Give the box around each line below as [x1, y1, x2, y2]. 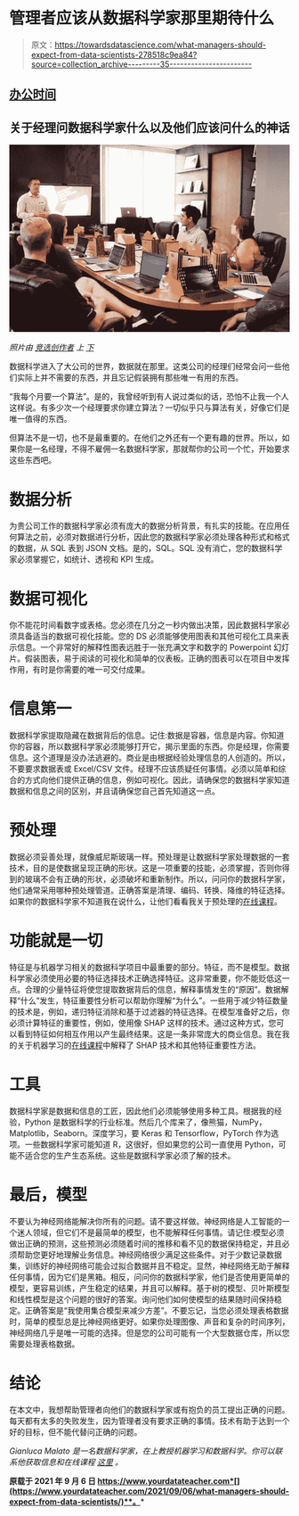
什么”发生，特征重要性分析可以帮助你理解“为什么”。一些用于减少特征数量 [20, 995, 288, 1006]
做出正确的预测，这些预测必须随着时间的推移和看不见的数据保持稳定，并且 [9, 1238, 282, 1248]
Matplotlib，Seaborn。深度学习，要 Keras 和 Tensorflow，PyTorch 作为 [9, 1128, 271, 1139]
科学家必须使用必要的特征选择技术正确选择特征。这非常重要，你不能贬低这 [9, 973, 282, 984]
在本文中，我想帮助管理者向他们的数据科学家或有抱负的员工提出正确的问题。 [9, 1404, 290, 1414]
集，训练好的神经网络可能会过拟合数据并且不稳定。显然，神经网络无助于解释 [9, 1260, 290, 1271]
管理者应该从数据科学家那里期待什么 [9, 8, 275, 29]
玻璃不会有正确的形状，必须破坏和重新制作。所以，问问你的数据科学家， [24, 874, 290, 885]
